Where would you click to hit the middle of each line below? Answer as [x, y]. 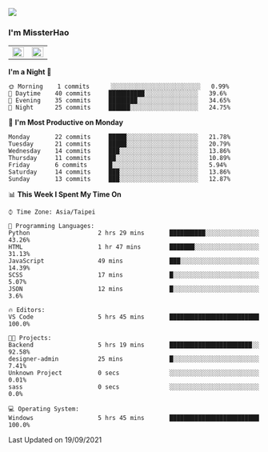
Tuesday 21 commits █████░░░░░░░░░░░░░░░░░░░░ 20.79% [119, 144]
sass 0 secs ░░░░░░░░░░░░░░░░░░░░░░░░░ [134, 387]
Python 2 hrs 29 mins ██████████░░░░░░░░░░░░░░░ [134, 233]
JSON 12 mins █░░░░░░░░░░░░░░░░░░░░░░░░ [134, 289]
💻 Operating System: [44, 409]
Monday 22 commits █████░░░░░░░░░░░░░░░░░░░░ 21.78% [119, 137]
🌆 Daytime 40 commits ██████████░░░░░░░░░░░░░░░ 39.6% [118, 94]
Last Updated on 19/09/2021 [55, 440]
